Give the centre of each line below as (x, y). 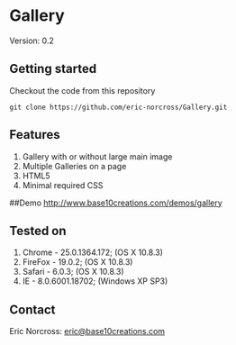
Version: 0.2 (32, 41)
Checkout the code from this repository (82, 90)
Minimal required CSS (63, 185)
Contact (32, 309)
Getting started (53, 69)
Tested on (38, 231)
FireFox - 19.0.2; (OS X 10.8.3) (77, 262)
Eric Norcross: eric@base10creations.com (87, 331)
